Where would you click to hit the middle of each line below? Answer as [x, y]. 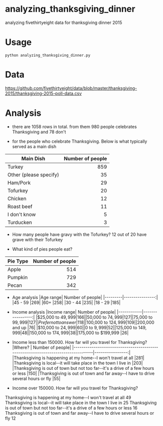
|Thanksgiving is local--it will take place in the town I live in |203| [77, 363]
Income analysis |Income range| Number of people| [64, 312]
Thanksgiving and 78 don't [39, 132]
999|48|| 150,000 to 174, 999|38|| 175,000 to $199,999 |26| [70, 333]
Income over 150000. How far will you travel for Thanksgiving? [75, 388]
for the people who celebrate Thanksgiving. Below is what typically [80, 141]
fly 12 [10, 418]
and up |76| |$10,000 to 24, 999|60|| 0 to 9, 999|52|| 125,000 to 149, [79, 327]
